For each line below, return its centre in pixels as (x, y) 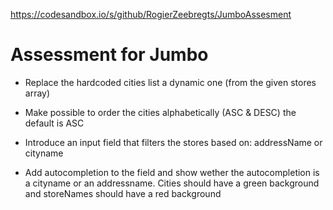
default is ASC (54, 123)
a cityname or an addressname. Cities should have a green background (172, 183)
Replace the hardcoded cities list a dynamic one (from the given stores (170, 82)
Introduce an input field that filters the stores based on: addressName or (173, 142)
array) (37, 93)
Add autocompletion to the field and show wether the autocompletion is (172, 172)
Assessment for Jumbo (109, 55)
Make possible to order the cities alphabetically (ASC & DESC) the (160, 112)
